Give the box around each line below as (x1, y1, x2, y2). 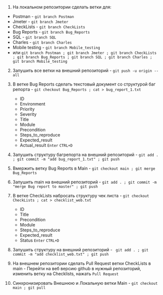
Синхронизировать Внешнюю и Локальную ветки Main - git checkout (12, 280, 158, 286)
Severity (19, 111, 37, 117)
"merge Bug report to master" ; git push (12, 184, 98, 189)
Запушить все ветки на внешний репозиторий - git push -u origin (12, 68, 152, 73)
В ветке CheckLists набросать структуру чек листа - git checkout (12, 193, 149, 198)
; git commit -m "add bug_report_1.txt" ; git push (12, 157, 120, 162)
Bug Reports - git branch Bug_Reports (12, 29, 90, 35)
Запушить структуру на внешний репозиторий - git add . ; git (12, 247, 149, 252)
